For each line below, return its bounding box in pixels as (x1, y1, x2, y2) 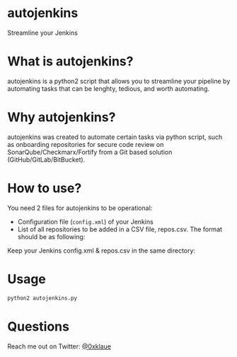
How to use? (7, 180, 82, 196)
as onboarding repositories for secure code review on (7, 140, 164, 148)
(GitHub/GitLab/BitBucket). (7, 155, 86, 164)
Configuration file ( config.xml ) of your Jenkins (17, 217, 154, 226)
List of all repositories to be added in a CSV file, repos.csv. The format (17, 225, 223, 234)
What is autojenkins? (7, 53, 134, 70)
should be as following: (17, 232, 86, 241)
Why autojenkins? (7, 109, 116, 126)
